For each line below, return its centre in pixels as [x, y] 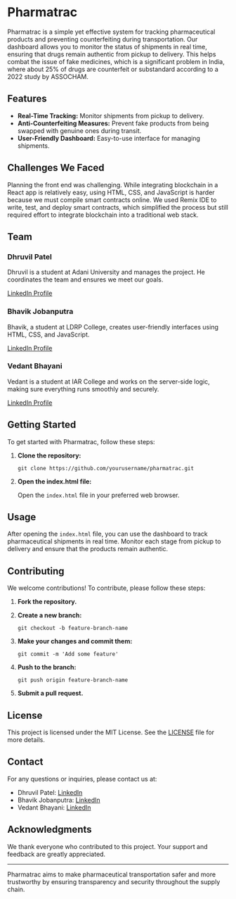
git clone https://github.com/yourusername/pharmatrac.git [106, 468]
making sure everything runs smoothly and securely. [83, 389]
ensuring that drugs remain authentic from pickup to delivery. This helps [112, 54]
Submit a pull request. [50, 693]
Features [27, 99]
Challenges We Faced [56, 168]
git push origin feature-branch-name [73, 680]
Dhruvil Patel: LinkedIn [50, 792]
